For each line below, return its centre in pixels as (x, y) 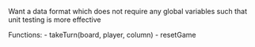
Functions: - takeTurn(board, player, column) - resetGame (102, 35)
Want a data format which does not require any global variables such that (128, 11)
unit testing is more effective (55, 20)
